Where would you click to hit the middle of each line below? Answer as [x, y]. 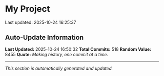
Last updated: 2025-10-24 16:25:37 [41, 22]
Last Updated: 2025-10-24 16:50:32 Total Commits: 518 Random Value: [78, 49]
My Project [28, 9]
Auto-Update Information [44, 38]
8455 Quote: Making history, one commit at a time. [57, 54]
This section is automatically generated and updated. [59, 68]
